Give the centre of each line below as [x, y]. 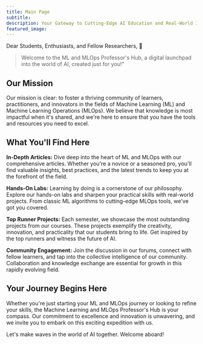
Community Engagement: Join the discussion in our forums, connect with [99, 250]
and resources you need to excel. [48, 124]
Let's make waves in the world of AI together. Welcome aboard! [85, 334]
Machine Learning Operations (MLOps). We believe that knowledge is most [100, 111]
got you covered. [27, 207]
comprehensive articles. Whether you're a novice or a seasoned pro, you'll [99, 164]
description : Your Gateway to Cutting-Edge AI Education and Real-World [100, 23]
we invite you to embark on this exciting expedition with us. [80, 322]
